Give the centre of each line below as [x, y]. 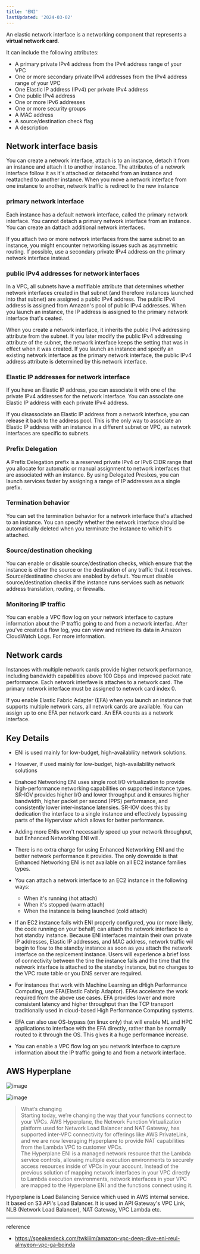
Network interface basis [52, 146]
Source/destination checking [49, 550]
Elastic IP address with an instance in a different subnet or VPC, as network [99, 427]
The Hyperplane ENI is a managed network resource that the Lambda [106, 1153]
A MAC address [34, 115]
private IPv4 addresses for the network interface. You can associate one [95, 396]
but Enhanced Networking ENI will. [57, 838]
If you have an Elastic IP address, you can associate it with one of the [91, 390]
